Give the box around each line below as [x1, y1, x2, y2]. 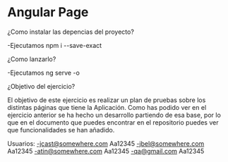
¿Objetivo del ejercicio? [7, 82, 76, 90]
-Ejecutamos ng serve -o [7, 68, 80, 77]
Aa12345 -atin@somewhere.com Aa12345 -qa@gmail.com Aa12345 [7, 147, 205, 155]
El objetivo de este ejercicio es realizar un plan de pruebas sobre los [7, 96, 206, 104]
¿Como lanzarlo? [7, 54, 56, 63]
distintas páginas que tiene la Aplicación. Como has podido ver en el [7, 103, 207, 111]
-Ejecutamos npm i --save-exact [7, 41, 102, 49]
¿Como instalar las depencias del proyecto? [7, 27, 134, 36]
